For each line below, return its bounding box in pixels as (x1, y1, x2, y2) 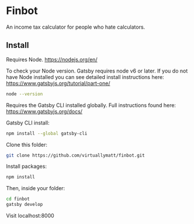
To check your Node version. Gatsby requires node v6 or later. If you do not (6, 67, 188, 74)
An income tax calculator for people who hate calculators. (6, 23, 145, 30)
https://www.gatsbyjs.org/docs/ (6, 108, 83, 115)
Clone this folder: (6, 141, 48, 148)
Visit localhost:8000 (6, 212, 54, 219)
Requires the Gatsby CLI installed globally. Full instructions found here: (6, 101, 176, 109)
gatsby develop (6, 202, 43, 208)
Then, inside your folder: (6, 185, 65, 192)
